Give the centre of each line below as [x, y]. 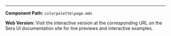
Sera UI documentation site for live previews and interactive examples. [79, 28]
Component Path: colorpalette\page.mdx [49, 13]
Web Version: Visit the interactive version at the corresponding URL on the [84, 23]
